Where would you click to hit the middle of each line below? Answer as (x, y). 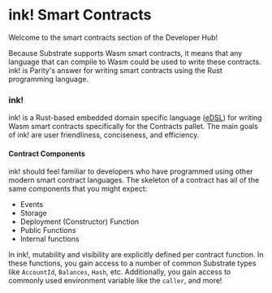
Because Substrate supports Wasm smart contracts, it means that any (125, 53)
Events (32, 205)
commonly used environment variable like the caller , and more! (115, 281)
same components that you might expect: (78, 189)
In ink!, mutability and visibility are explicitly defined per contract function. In (136, 255)
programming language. (49, 79)
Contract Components (47, 153)
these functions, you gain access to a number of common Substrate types (132, 263)
